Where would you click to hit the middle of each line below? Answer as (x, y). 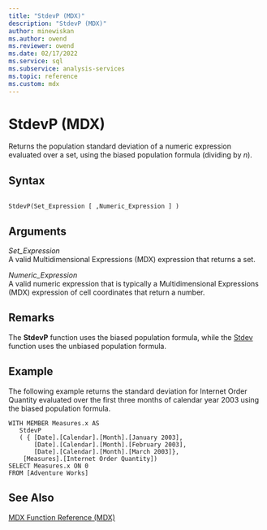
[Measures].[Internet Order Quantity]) (90, 459)
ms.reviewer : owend (41, 46)
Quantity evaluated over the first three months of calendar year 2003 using (134, 399)
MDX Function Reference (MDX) (62, 517)
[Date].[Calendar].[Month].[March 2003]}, (107, 451)
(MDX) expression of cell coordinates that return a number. (107, 292)
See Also (31, 498)
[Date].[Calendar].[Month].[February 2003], (110, 444)
